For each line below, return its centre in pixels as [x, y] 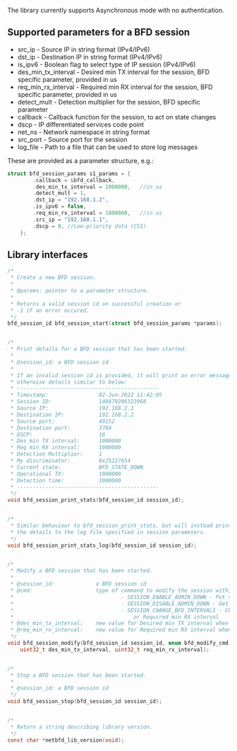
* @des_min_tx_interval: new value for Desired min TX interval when [120, 623]
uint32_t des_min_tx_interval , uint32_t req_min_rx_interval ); [115, 649]
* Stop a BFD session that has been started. [78, 675]
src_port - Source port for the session [72, 139]
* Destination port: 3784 [61, 428]
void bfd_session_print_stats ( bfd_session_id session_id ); [96, 500]
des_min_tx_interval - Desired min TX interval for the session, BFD [114, 72]
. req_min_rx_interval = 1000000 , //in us [97, 213]
